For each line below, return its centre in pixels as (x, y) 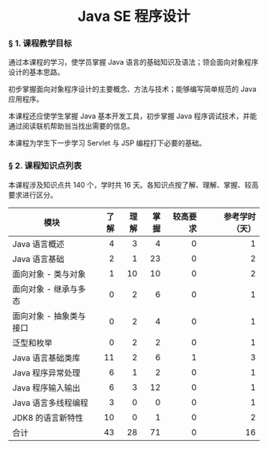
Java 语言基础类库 (47, 358)
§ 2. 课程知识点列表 (45, 166)
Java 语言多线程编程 (51, 403)
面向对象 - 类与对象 (49, 274)
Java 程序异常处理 (47, 372)
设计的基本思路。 (36, 72)
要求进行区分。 (33, 195)
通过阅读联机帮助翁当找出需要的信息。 (71, 126)
